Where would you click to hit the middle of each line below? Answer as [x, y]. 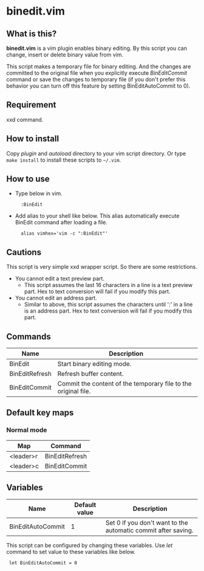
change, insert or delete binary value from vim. [65, 55]
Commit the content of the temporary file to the [125, 384]
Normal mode [27, 430]
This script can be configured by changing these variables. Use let [90, 545]
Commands [29, 337]
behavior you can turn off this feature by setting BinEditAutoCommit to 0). [98, 86]
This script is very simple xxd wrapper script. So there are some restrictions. [102, 267]
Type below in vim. [39, 193]
